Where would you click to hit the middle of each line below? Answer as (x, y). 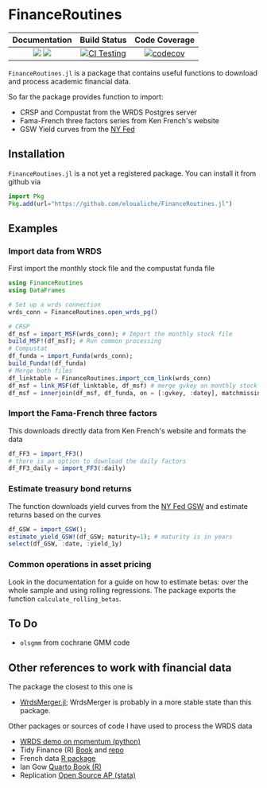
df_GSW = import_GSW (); (48, 529)
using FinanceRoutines (46, 283)
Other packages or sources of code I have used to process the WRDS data (130, 726)
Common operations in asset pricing (80, 565)
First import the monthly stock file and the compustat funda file (112, 269)
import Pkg (26, 196)
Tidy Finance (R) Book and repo (72, 750)
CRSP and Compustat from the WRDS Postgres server (108, 112)
